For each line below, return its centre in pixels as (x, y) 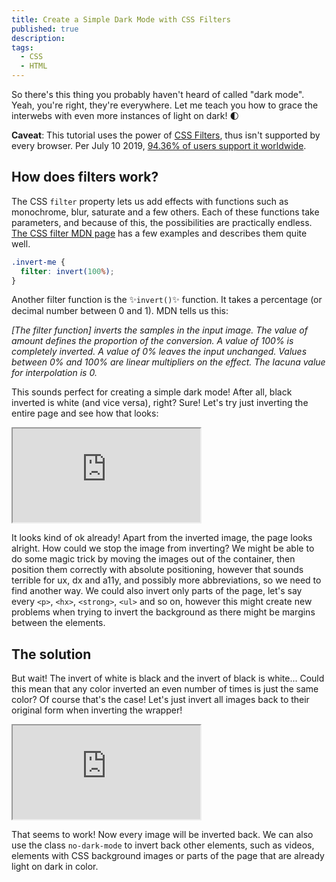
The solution (51, 654)
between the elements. (58, 623)
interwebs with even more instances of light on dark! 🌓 (125, 115)
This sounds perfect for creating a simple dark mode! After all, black (152, 392)
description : (38, 38)
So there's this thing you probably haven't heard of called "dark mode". (158, 94)
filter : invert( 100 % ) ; (67, 271)
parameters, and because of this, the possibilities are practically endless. (162, 222)
